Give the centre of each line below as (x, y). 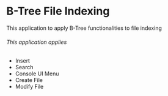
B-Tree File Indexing (58, 11)
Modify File (29, 87)
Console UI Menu (37, 74)
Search (24, 67)
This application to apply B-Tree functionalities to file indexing (84, 28)
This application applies (37, 42)
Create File (29, 80)
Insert (23, 61)
